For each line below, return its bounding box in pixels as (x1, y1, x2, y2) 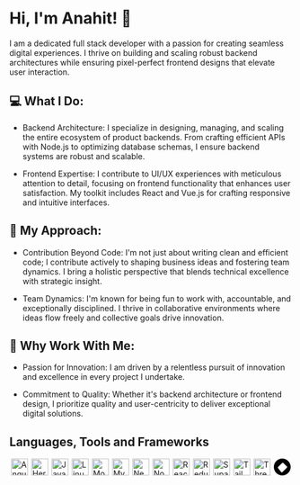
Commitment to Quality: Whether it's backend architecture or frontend (22, 389, 283, 400)
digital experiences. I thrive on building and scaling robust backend (9, 47, 258, 58)
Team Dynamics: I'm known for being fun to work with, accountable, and (22, 292, 292, 304)
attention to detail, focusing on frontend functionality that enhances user (22, 177, 291, 188)
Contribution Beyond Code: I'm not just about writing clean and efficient (22, 247, 289, 257)
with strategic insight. (22, 275, 102, 286)
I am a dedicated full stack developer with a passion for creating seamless (9, 38, 285, 49)
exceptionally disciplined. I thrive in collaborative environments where (22, 302, 281, 313)
